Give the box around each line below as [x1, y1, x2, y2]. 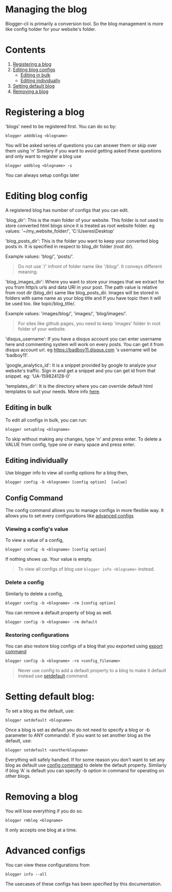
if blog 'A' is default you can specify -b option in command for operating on [5, 768, 164, 774]
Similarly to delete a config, [5, 591, 63, 597]
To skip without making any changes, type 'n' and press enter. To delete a [5, 435, 162, 442]
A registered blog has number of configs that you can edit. [5, 207, 129, 213]
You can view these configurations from [5, 862, 90, 868]
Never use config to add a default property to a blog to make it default [17, 668, 166, 674]
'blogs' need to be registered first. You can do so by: [5, 123, 117, 129]
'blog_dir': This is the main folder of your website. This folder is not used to [5, 217, 164, 223]
